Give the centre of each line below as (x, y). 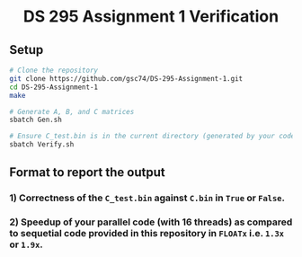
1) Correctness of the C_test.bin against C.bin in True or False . (147, 198)
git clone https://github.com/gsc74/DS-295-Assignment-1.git (126, 78)
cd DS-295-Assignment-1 (54, 87)
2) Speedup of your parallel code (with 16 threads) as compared (151, 222)
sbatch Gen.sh (36, 120)
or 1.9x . (26, 244)
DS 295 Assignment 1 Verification (151, 17)
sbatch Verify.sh (42, 145)
